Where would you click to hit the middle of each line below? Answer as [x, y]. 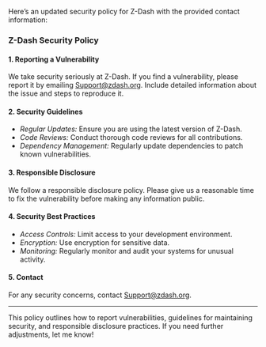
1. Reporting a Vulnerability [54, 59]
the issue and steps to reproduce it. [66, 93]
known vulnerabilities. [55, 154]
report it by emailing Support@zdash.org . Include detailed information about [133, 85]
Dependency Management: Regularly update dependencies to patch [131, 146]
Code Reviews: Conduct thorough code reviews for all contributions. [131, 138]
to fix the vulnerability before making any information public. [106, 198]
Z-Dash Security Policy [53, 40]
